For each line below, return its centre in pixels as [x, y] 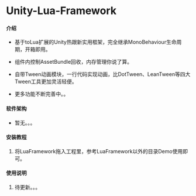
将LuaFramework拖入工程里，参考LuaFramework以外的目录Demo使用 [99, 151]
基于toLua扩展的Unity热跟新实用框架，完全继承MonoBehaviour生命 [95, 42]
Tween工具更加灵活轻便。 [46, 82]
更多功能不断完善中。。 [42, 94]
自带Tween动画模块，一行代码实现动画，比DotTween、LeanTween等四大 [102, 74]
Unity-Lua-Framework [61, 11]
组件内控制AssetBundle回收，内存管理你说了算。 [73, 62]
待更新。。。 [27, 187]
